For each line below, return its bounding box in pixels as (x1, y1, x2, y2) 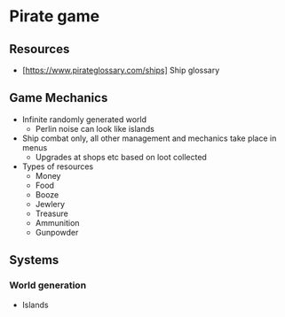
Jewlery (35, 198, 65, 209)
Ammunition (35, 217, 80, 228)
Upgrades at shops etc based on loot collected (35, 151, 207, 162)
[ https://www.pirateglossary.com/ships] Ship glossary (21, 65, 220, 75)
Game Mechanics (9, 90, 108, 105)
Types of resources (21, 161, 94, 172)
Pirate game (9, 6, 100, 27)
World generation (9, 279, 87, 291)
